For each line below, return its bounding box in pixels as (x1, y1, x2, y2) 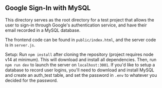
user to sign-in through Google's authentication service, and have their (5, 22, 147, 28)
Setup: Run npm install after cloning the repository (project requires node (5, 51, 154, 57)
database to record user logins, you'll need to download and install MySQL (5, 67, 155, 73)
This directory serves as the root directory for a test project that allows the (5, 17, 154, 22)
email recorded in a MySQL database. (5, 27, 81, 33)
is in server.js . (5, 42, 36, 48)
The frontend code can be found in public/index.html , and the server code (5, 37, 156, 43)
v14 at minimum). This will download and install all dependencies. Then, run (5, 56, 157, 63)
